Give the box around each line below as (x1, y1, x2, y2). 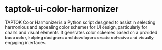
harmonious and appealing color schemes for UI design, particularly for (5, 24, 147, 30)
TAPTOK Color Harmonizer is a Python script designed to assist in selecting (5, 19, 156, 25)
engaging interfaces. (5, 39, 46, 45)
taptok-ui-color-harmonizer (5, 3, 119, 14)
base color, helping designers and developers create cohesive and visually (5, 35, 154, 40)
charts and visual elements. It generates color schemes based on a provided (5, 29, 158, 35)
